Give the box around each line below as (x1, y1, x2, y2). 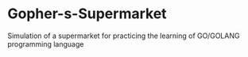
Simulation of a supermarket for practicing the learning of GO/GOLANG (7, 31, 240, 40)
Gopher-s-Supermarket (7, 5, 168, 23)
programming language (7, 39, 84, 48)
